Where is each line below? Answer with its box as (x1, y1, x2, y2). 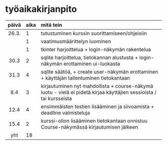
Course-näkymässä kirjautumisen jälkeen (40, 123, 138, 130)
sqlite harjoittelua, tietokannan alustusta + (40, 54, 138, 61)
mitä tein (40, 21, 62, 28)
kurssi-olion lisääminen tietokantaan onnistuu (40, 117, 148, 124)
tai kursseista (40, 95, 72, 102)
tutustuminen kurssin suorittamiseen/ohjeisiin (40, 30, 147, 37)
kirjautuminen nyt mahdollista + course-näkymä (40, 82, 153, 89)
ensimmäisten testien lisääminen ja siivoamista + (40, 103, 155, 110)
